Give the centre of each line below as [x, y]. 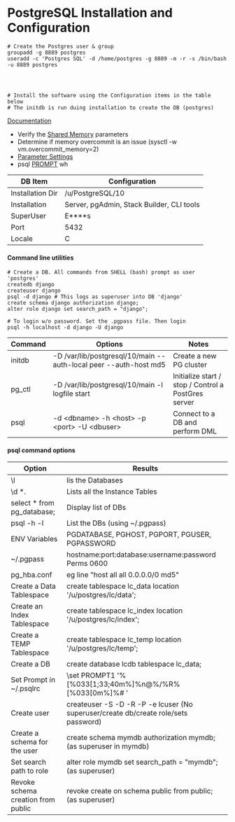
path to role [30, 771]
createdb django [31, 285]
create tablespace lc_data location [123, 586]
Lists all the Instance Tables [112, 492]
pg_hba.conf [31, 575]
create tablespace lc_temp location [124, 640]
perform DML [194, 431]
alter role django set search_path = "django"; [78, 309]
